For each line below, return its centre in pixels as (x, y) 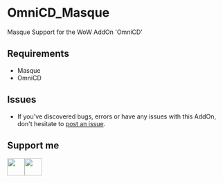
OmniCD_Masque (59, 13)
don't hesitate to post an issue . (61, 123)
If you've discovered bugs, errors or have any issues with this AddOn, (117, 116)
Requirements (38, 54)
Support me (33, 145)
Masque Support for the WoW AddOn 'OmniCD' (75, 32)
